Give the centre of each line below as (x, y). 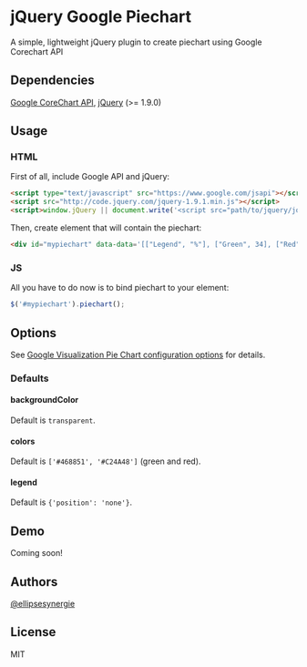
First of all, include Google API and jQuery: (90, 177)
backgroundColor (45, 400)
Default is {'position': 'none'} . (72, 502)
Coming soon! (36, 553)
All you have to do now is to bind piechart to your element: (120, 288)
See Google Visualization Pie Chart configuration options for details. (138, 354)
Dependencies (52, 81)
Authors (34, 582)
